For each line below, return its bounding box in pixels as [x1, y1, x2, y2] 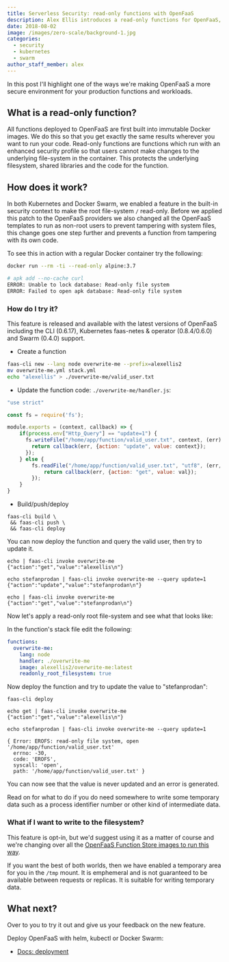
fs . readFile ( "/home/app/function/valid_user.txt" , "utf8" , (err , [31, 462, 222, 469]
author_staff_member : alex [7, 61, 84, 68]
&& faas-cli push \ [10, 519, 66, 527]
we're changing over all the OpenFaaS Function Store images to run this [7, 841, 210, 849]
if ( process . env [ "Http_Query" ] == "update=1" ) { [19, 430, 157, 437]
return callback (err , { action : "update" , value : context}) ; [31, 443, 206, 450]
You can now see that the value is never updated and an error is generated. [7, 780, 219, 789]
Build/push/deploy [16, 500, 69, 508]
